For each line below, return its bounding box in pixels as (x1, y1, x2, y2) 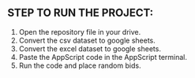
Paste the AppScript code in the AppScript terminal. (18, 52, 187, 61)
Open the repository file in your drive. (18, 27, 141, 36)
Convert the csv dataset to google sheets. (18, 35, 156, 45)
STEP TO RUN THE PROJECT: (7, 6, 154, 20)
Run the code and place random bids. (18, 61, 141, 70)
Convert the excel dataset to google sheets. (18, 43, 161, 54)
